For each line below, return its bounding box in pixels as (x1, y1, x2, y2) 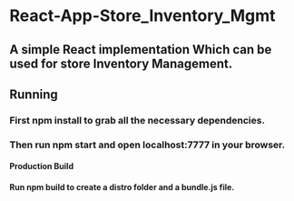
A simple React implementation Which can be (9, 42, 272, 57)
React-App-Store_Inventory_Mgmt (9, 5, 276, 26)
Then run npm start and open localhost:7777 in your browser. (9, 138, 286, 151)
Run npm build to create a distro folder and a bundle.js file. (9, 182, 235, 192)
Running (9, 86, 59, 102)
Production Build (9, 161, 74, 172)
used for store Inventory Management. (9, 55, 233, 71)
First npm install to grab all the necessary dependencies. (9, 114, 266, 126)
